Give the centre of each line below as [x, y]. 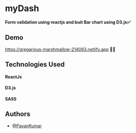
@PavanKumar [27, 126]
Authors [18, 114]
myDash [22, 8]
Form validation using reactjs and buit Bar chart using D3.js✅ [68, 22]
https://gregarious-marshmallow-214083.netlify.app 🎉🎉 [60, 49]
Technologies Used [35, 64]
